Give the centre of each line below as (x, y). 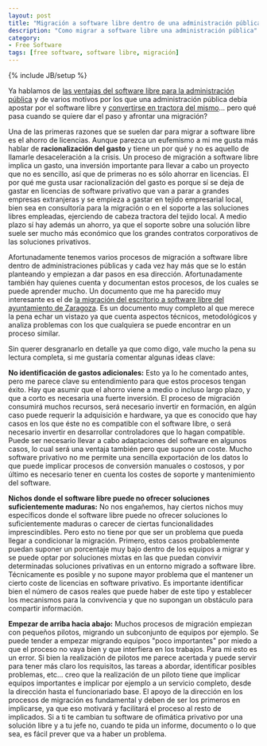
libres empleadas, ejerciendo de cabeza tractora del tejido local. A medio (128, 216)
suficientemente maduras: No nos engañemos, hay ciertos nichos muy (126, 506)
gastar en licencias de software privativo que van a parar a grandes (119, 191)
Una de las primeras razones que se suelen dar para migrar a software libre (132, 132)
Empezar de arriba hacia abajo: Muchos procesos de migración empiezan (130, 624)
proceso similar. (35, 333)
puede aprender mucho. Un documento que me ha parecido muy (114, 291)
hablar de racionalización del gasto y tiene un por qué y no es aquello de (129, 149)
